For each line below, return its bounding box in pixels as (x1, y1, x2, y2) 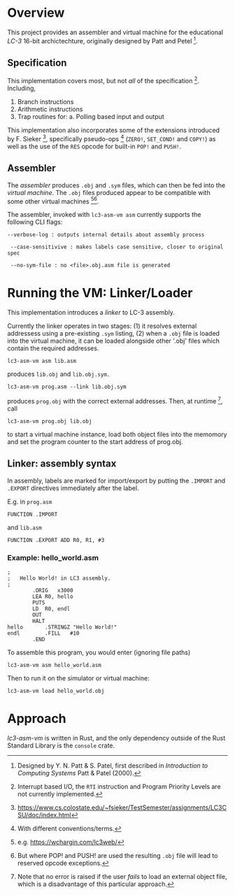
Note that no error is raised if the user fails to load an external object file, (17, 872, 227, 880)
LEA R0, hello (32, 593, 73, 600)
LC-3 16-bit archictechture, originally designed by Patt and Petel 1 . (7, 35, 198, 45)
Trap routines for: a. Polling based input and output (17, 113, 164, 121)
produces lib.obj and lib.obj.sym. (7, 370, 111, 378)
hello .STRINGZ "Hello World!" (7, 624, 117, 631)
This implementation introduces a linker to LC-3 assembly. (7, 308, 175, 317)
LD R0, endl (32, 605, 71, 613)
